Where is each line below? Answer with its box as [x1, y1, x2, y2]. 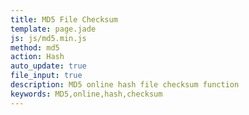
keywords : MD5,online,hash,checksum [10, 89, 163, 99]
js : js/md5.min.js [10, 33, 87, 43]
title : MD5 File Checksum [10, 14, 118, 25]
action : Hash [10, 52, 65, 62]
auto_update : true [10, 61, 87, 71]
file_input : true [10, 71, 83, 81]
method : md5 [10, 42, 60, 53]
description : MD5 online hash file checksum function [10, 80, 240, 90]
